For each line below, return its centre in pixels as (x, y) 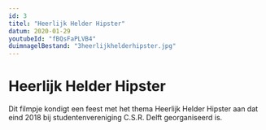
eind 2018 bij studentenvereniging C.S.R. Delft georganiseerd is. (116, 118)
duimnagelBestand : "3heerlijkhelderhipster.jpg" (92, 46)
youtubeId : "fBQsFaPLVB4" (52, 39)
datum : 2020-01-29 (39, 31)
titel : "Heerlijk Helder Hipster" (67, 24)
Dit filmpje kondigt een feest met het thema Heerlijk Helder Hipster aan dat (133, 109)
